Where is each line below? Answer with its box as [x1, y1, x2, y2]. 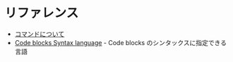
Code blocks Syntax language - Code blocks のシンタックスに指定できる [14, 38, 227, 46]
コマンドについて [14, 30, 65, 38]
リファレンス [4, 5, 79, 21]
